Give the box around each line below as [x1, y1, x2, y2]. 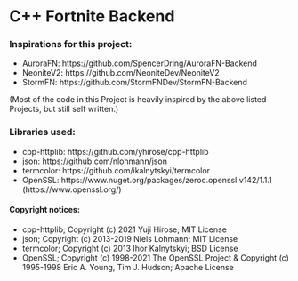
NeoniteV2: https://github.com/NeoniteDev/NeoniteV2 [21, 68, 220, 78]
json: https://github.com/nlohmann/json [21, 156, 167, 166]
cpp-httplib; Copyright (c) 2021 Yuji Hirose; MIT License [21, 224, 227, 235]
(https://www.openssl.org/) [21, 184, 122, 195]
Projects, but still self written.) [9, 104, 119, 115]
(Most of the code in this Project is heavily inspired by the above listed [9, 94, 267, 105]
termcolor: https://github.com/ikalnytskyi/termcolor [21, 165, 211, 175]
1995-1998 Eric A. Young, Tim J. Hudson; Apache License [21, 261, 234, 272]
